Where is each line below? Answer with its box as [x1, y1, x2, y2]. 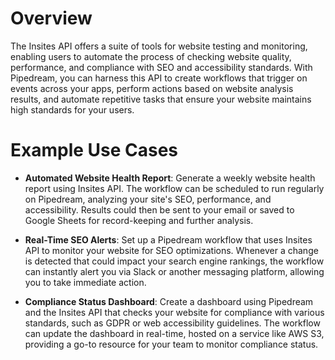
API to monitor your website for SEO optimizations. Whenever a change [24, 244, 319, 256]
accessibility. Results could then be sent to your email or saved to [24, 203, 295, 216]
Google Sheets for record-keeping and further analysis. [24, 214, 254, 226]
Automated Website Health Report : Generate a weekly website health [24, 172, 316, 184]
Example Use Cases [10, 139, 179, 162]
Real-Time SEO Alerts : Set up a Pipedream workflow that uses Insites [24, 233, 313, 246]
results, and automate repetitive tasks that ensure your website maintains [10, 93, 312, 105]
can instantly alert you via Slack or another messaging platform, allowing [24, 265, 325, 277]
